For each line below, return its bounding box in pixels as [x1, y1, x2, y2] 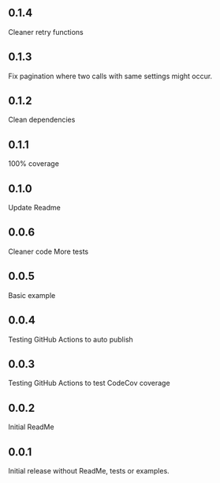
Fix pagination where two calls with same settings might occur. [8, 71, 213, 81]
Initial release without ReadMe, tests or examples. [8, 466, 170, 475]
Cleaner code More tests [8, 247, 89, 256]
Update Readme [8, 203, 61, 213]
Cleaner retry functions [8, 27, 84, 36]
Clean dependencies [8, 115, 76, 125]
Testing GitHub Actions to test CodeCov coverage [8, 379, 171, 388]
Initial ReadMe [8, 422, 54, 432]
